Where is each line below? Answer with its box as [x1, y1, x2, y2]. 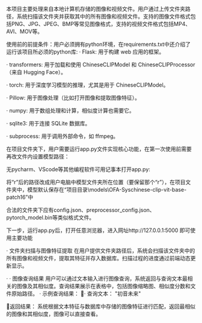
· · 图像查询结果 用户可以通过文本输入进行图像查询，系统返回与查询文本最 [6, 275, 188, 282]
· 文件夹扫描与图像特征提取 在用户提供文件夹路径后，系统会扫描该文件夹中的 [6, 247, 195, 254]
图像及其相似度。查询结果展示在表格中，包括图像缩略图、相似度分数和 [16, 283, 191, 289]
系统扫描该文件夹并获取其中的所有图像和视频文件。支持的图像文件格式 [16, 13, 191, 20]
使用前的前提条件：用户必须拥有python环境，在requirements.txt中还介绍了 [6, 41, 191, 48]
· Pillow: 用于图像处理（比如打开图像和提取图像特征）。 [6, 94, 140, 101]
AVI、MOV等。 [6, 28, 43, 35]
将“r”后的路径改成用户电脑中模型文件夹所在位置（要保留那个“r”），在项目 [6, 178, 186, 186]
